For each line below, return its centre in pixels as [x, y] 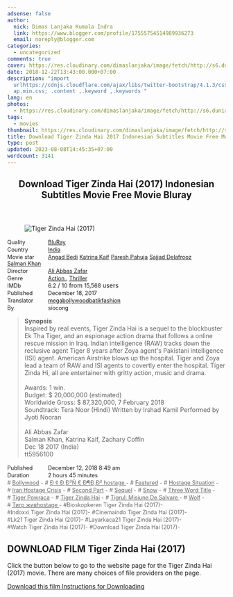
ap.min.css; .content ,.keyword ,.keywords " [80, 91]
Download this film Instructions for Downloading [76, 587]
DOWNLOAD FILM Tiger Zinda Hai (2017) [96, 549]
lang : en [20, 98]
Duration [18, 476]
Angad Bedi [63, 257]
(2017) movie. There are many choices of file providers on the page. [104, 573]
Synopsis [38, 321]
